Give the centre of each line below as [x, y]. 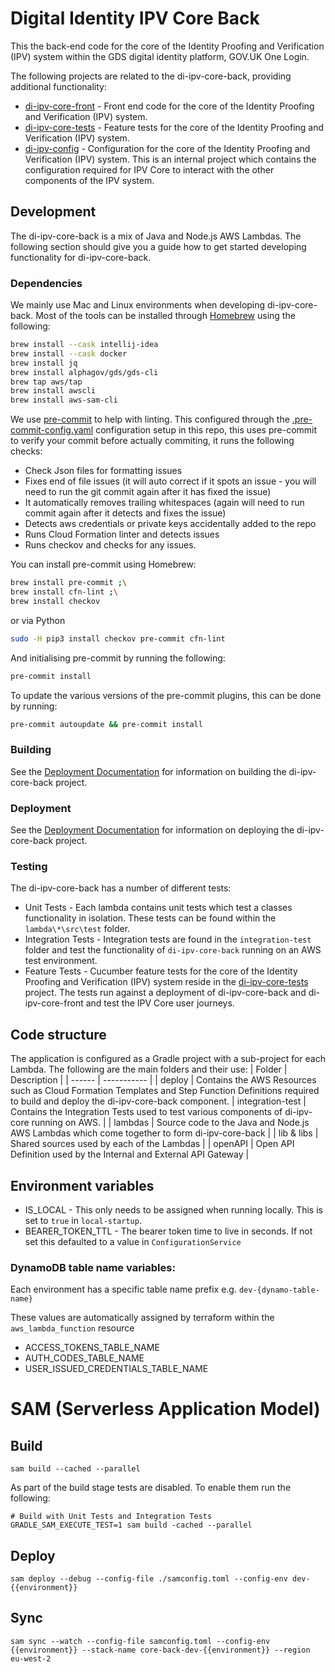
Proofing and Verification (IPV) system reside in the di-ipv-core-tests [166, 982]
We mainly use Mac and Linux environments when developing [138, 305]
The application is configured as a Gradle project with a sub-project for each [168, 1059]
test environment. [61, 961]
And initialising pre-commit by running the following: [118, 658]
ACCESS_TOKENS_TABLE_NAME [92, 1348]
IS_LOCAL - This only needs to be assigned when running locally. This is [173, 1209]
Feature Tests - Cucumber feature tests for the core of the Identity [161, 971]
